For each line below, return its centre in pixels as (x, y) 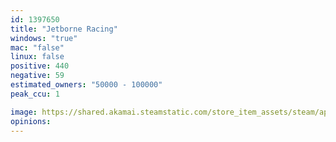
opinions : (31, 121)
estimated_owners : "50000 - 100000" (86, 85)
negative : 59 (37, 76)
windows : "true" (44, 38)
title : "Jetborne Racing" (64, 29)
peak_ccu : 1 (35, 94)
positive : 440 (40, 66)
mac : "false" (37, 47)
